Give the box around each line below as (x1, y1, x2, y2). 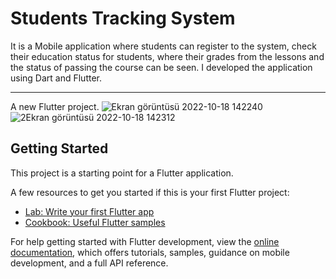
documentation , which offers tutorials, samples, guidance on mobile (10, 246, 290, 258)
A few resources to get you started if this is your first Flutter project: (10, 186, 290, 198)
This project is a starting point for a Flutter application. (10, 167, 234, 179)
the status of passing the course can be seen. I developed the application (10, 61, 313, 73)
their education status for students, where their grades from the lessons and (10, 50, 325, 62)
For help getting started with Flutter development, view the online (10, 235, 280, 247)
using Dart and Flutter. (10, 72, 103, 84)
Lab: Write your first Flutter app (24, 205, 155, 217)
